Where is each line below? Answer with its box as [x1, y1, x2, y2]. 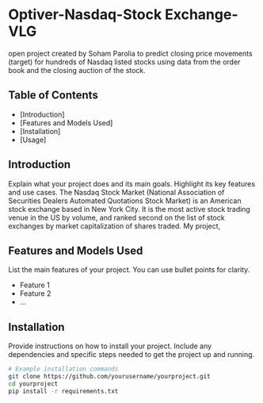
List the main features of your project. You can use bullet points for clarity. [8, 265, 250, 274]
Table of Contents [8, 89, 99, 102]
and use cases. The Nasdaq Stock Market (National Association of [8, 187, 225, 197]
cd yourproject [8, 379, 59, 388]
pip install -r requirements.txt [8, 387, 119, 395]
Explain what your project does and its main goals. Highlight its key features [8, 178, 256, 188]
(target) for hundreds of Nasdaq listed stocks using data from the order [8, 57, 241, 67]
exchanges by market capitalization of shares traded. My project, [8, 221, 221, 231]
